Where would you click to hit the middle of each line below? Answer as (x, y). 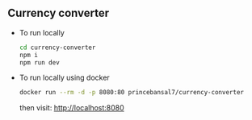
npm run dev (39, 62)
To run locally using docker (64, 78)
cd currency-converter (57, 48)
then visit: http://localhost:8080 (71, 108)
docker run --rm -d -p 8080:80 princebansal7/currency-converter (131, 93)
